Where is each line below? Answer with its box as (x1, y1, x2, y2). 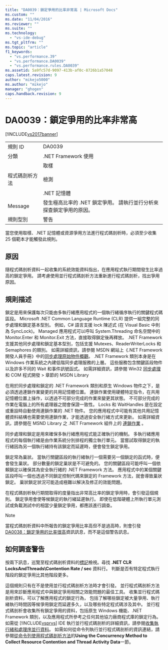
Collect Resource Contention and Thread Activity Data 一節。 (5, 638, 133, 644)
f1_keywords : (5, 49, 32, 54)
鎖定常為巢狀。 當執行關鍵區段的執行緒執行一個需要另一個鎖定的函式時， (5, 454, 155, 460)
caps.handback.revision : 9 (5, 91, 61, 96)
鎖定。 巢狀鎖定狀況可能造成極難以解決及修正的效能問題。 (5, 479, 125, 485)
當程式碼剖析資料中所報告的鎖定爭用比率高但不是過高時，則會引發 (5, 522, 141, 529)
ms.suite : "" (5, 26, 32, 31)
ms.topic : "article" (5, 45, 48, 50)
